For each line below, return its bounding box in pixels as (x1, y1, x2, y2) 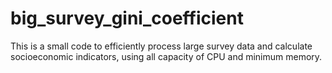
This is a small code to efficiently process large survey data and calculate (10, 40, 313, 52)
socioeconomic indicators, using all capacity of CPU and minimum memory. (10, 50, 323, 62)
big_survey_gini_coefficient (10, 7, 244, 30)
